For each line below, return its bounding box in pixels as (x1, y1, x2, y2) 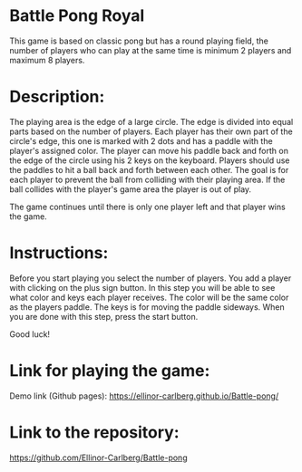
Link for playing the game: (9, 361, 210, 380)
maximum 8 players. (9, 54, 85, 65)
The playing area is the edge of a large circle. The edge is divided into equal (9, 116, 294, 127)
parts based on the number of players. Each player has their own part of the (9, 126, 293, 137)
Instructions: (9, 243, 109, 264)
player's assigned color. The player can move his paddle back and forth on (9, 145, 288, 156)
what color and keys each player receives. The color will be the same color (9, 292, 289, 303)
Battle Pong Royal (9, 5, 145, 26)
